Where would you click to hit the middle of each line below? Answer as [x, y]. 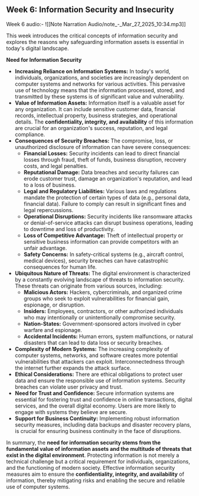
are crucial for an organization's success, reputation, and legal [91, 128]
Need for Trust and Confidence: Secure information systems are [94, 393]
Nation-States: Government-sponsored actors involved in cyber [102, 324]
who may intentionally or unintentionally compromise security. [99, 317]
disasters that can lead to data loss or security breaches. [93, 342]
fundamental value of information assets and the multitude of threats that [99, 448]
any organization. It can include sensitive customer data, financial [95, 109]
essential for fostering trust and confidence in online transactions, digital [103, 399]
